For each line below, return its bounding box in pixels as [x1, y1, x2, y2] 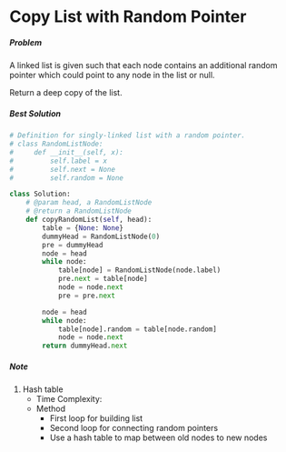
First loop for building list [49, 413, 143, 424]
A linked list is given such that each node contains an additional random [9, 60, 278, 71]
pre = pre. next [57, 291, 116, 300]
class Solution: [9, 189, 71, 199]
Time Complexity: [35, 394, 103, 405]
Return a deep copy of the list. [9, 87, 123, 98]
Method [35, 403, 66, 415]
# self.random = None [9, 173, 124, 183]
